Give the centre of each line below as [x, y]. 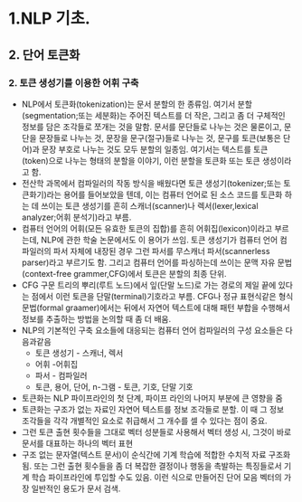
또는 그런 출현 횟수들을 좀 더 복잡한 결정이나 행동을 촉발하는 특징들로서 [158, 466]
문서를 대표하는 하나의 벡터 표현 [77, 443]
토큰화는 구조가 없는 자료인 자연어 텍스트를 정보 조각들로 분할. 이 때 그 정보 [153, 409]
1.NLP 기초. [50, 19]
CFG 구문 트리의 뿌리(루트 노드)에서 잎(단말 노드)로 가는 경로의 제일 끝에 [149, 285]
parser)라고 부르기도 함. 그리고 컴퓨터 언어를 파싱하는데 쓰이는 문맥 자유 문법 [157, 262]
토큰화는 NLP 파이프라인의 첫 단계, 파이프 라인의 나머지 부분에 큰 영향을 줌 [152, 398]
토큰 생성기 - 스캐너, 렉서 [79, 353]
